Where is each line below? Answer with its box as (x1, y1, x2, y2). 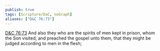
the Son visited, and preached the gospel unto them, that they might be (5, 35, 151, 41)
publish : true (5, 7, 35, 12)
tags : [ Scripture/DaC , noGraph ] (5, 12, 72, 17)
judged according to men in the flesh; (5, 41, 82, 47)
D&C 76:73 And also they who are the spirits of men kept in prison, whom (5, 30, 156, 36)
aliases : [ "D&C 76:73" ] (5, 16, 55, 21)
